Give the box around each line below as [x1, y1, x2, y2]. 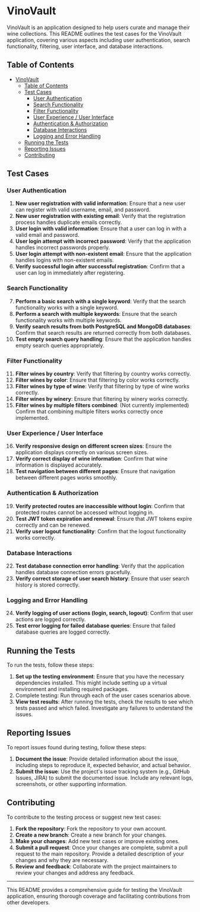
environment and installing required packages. [15, 686, 129, 693]
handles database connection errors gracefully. [15, 568, 132, 575]
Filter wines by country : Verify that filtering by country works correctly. [15, 370, 192, 378]
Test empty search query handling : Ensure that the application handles [15, 335, 192, 343]
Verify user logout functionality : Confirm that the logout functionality [15, 527, 186, 535]
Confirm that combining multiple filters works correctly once [15, 408, 163, 415]
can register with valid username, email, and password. [15, 206, 151, 213]
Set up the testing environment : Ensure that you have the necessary [15, 673, 185, 680]
